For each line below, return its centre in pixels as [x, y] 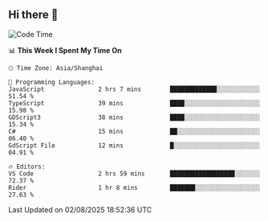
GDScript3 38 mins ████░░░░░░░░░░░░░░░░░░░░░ [134, 117]
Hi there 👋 [33, 15]
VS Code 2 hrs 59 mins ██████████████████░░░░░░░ [134, 174]
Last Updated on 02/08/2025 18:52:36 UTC [80, 209]
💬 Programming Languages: [51, 82]
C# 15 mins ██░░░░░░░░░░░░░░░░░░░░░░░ [134, 131]
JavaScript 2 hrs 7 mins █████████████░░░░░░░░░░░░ [134, 89]
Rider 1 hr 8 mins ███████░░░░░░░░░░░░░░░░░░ [134, 187]
